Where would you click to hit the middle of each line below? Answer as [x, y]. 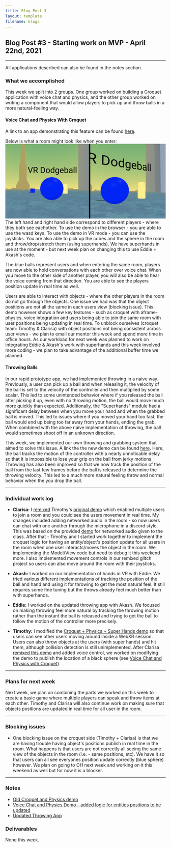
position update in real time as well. [42, 286]
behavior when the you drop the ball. [44, 481]
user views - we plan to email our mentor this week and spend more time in [84, 334]
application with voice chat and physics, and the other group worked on [81, 97]
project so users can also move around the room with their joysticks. [84, 563]
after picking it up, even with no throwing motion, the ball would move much [85, 400]
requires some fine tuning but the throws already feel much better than [87, 589]
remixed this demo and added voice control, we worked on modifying [85, 653]
